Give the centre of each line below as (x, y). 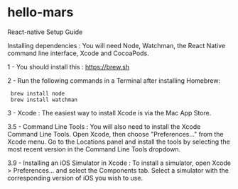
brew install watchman (44, 100)
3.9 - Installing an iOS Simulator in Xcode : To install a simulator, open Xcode (119, 163)
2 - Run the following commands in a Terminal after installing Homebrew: (114, 80)
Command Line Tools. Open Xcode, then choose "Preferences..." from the (115, 134)
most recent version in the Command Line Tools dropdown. (94, 149)
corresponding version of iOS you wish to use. (75, 178)
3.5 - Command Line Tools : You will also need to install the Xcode (104, 126)
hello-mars (40, 12)
